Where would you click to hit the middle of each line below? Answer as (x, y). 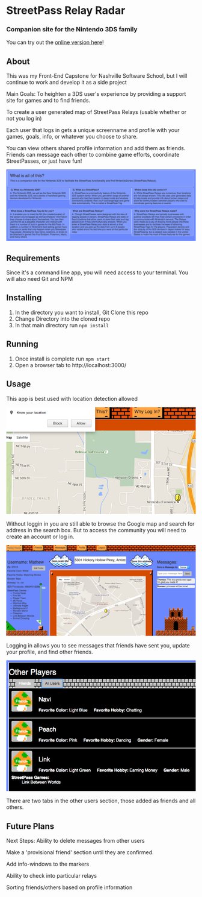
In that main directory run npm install (62, 325)
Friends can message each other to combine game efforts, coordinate (93, 155)
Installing (24, 298)
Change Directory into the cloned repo (63, 319)
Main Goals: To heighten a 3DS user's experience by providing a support (96, 94)
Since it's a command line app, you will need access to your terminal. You (97, 272)
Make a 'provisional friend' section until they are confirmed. (80, 852)
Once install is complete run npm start (62, 359)
